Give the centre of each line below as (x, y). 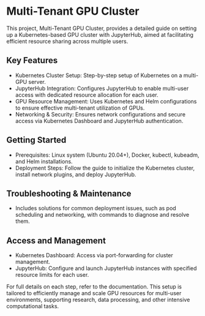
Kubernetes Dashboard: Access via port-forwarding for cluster (94, 255)
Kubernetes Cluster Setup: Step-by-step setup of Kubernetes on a (99, 75)
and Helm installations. (44, 161)
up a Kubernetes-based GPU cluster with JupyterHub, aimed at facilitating (100, 34)
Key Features (32, 60)
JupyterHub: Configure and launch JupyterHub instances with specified (106, 268)
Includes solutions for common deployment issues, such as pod (95, 208)
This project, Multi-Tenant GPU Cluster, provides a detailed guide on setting (102, 28)
